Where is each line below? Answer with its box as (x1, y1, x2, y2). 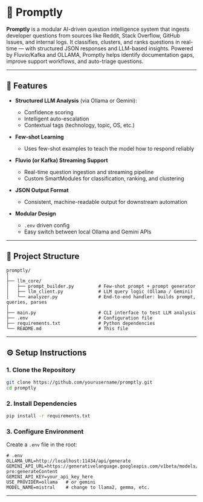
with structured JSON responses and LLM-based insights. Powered (25, 45, 193, 52)
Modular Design (14, 210, 56, 217)
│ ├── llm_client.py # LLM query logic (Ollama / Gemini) (6, 288, 193, 295)
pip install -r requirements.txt (6, 413, 91, 419)
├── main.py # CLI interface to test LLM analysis (6, 310, 196, 316)
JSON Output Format (14, 186, 69, 194)
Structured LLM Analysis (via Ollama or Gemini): (14, 97, 137, 104)
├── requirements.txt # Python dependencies (6, 320, 155, 326)
